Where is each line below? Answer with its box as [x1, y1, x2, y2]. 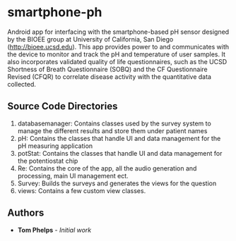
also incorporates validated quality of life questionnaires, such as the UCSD [7, 57, 228, 66]
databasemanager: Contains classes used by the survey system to [17, 119, 212, 128]
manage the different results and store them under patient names [17, 126, 208, 135]
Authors [7, 207, 45, 219]
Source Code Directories [7, 100, 118, 113]
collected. [7, 80, 37, 88]
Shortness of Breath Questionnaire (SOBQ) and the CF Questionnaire [7, 65, 208, 73]
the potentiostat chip [17, 156, 78, 165]
